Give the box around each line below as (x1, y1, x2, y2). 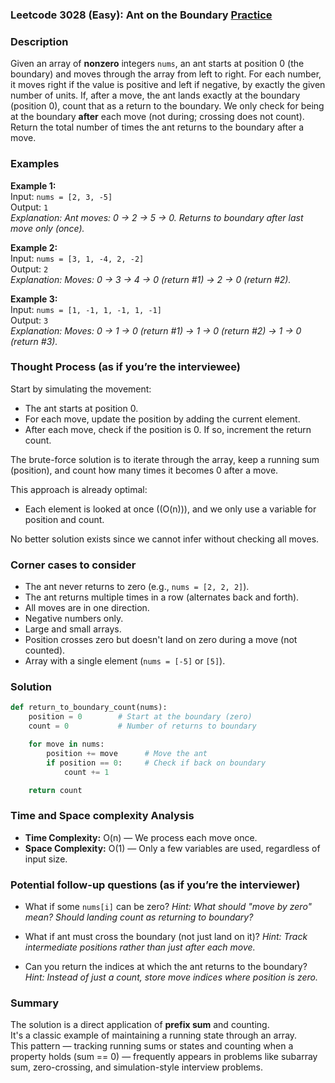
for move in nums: (28, 739, 105, 750)
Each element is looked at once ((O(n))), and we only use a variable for (24, 503, 317, 515)
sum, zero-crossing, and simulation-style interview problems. (10, 1061, 263, 1073)
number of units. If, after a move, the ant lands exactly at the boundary (10, 89, 301, 102)
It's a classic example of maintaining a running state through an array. (10, 1029, 298, 1042)
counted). (24, 644, 66, 657)
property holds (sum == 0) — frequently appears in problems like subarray (10, 1051, 318, 1063)
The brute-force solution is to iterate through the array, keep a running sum (10, 453, 320, 465)
